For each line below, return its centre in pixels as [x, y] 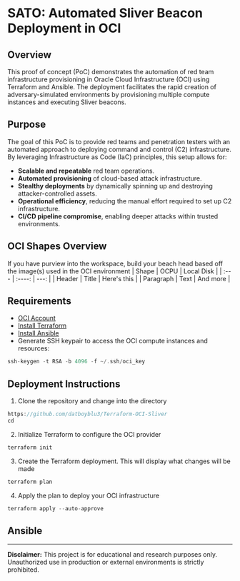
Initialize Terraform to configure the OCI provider [89, 434]
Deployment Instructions [64, 384]
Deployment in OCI [64, 28]
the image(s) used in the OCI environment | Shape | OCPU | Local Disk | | [115, 271]
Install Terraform [42, 325]
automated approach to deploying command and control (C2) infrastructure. [120, 149]
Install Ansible [38, 333]
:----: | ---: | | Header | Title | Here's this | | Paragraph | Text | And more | [123, 278]
